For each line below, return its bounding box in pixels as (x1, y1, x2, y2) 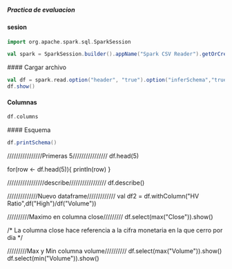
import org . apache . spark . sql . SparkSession (7, 38, 131, 45)
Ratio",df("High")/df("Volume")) (7, 199, 97, 207)
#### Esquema (7, 126, 51, 134)
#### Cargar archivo (7, 63, 67, 72)
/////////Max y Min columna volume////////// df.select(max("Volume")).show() (7, 247, 222, 255)
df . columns (7, 113, 39, 120)
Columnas (7, 98, 37, 106)
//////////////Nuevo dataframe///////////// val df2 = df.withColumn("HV (7, 192, 200, 201)
